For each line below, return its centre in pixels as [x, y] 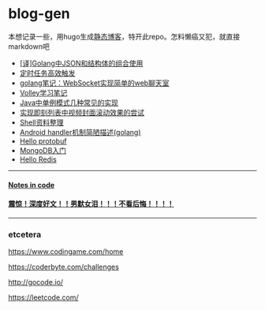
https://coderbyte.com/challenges [64, 267]
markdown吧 [29, 46]
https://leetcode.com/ [43, 297]
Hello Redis [38, 159]
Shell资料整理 [42, 122]
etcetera [25, 234]
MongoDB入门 [43, 150]
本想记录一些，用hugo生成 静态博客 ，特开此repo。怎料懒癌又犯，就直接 [124, 36]
